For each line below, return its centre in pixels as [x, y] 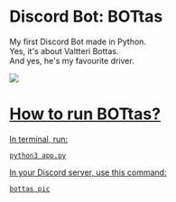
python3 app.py [38, 155]
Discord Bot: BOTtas [86, 17]
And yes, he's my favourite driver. [72, 60]
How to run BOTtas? [85, 114]
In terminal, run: [39, 139]
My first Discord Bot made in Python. [78, 41]
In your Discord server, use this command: [88, 172]
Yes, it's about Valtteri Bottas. [64, 50]
